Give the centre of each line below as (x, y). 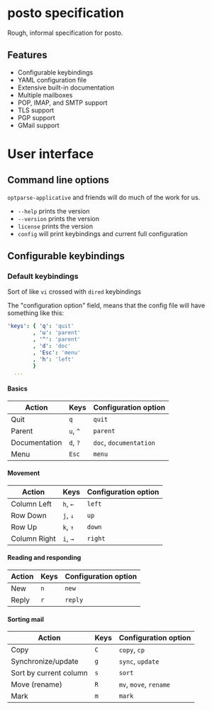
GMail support (38, 125)
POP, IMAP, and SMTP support (62, 102)
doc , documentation (124, 443)
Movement (24, 473)
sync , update (139, 662)
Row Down (29, 515)
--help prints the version (54, 211)
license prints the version (55, 226)
